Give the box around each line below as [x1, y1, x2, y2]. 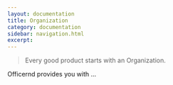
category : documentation [7, 23, 81, 30]
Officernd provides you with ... [7, 70, 97, 79]
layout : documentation [7, 10, 75, 18]
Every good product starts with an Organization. [24, 56, 166, 64]
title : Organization [7, 17, 69, 24]
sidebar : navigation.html [7, 30, 84, 38]
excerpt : [7, 37, 33, 44]
